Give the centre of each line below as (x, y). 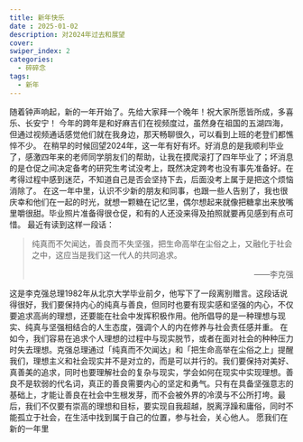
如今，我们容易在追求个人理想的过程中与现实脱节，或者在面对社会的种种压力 (151, 338)
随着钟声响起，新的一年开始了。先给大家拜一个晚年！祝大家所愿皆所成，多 (147, 111)
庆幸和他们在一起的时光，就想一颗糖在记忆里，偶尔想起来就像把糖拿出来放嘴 (151, 202)
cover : (22, 43)
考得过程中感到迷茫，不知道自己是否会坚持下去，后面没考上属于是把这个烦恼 (151, 179)
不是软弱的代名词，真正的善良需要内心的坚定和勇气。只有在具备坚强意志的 (155, 383)
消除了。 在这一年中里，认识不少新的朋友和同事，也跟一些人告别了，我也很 (149, 190)
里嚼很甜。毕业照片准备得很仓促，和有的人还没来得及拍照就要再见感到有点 (147, 213)
